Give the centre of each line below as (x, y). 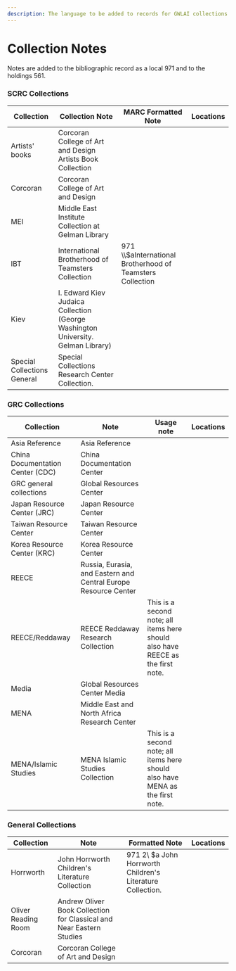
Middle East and (107, 704)
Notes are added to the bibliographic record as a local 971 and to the (106, 68)
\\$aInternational (149, 255)
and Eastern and (107, 573)
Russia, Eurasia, (106, 565)
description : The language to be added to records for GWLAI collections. (119, 14)
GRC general (32, 484)
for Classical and (85, 919)
